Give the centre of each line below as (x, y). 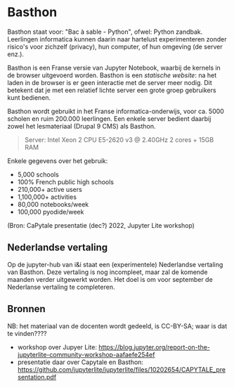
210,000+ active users (50, 189)
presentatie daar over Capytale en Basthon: (80, 362)
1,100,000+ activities (47, 197)
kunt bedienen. (29, 97)
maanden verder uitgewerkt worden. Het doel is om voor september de (110, 279)
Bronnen (26, 309)
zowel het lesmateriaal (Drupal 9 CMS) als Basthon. (82, 126)
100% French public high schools (66, 182)
